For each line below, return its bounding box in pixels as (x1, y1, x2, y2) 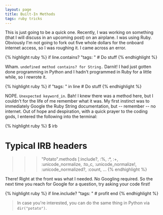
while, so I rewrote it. (5, 74, 47, 80)
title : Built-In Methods (5, 12, 55, 17)
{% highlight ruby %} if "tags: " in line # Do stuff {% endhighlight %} (5, 84, 142, 90)
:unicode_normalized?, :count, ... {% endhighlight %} (41, 166, 147, 173)
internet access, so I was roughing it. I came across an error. (5, 45, 127, 51)
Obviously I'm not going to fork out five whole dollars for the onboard (5, 40, 144, 46)
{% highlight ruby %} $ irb (5, 123, 58, 129)
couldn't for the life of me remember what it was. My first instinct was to (5, 98, 150, 104)
